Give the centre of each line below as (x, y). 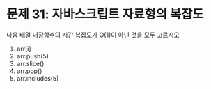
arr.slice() (30, 63)
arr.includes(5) (38, 78)
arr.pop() (29, 71)
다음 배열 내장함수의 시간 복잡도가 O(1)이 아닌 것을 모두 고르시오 (93, 35)
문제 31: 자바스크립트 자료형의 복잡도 (105, 14)
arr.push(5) (33, 56)
